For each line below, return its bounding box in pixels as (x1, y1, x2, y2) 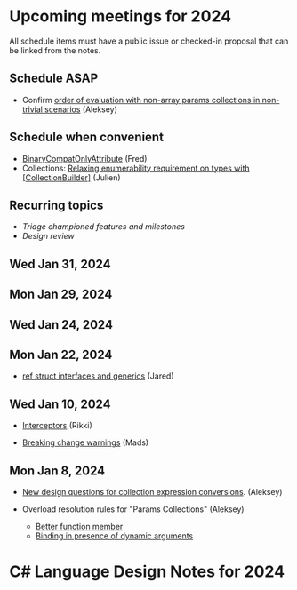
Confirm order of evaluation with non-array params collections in (21, 94, 261, 105)
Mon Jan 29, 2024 (9, 287, 113, 302)
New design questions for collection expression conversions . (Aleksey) (21, 486, 283, 497)
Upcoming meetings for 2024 (9, 6, 232, 27)
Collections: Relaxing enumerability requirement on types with (21, 163, 251, 173)
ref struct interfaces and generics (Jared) (21, 371, 175, 381)
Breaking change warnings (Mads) (21, 437, 149, 448)
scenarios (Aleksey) (44, 104, 118, 115)
